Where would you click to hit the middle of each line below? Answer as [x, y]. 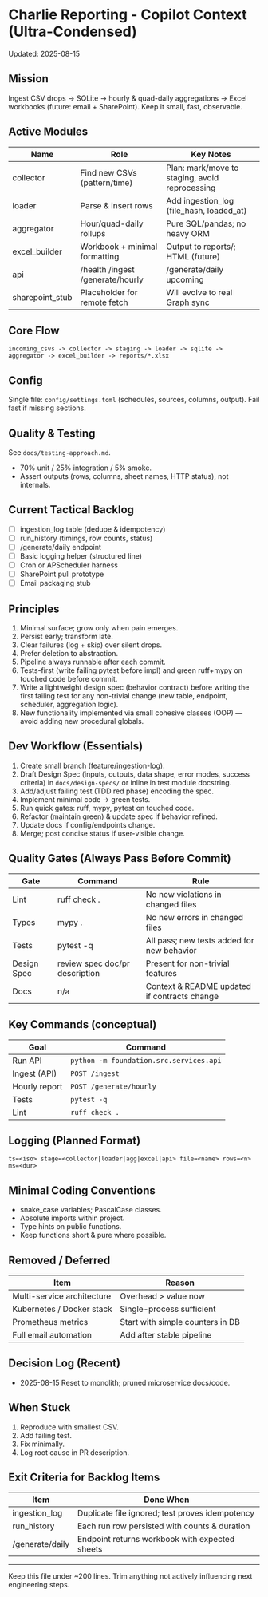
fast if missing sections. [47, 408]
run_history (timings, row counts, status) [86, 538]
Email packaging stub [55, 583]
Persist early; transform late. [67, 637]
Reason [180, 1283]
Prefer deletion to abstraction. [69, 654]
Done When [166, 1500]
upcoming [185, 279]
